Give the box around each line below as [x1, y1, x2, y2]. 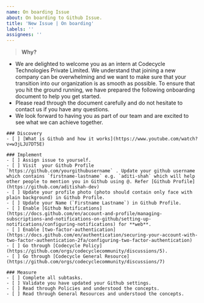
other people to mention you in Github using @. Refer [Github [6, 178, 171, 185]
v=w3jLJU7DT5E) [6, 141, 45, 147]
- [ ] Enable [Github [6, 205, 62, 211]
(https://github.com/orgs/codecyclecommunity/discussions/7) [6, 259, 166, 265]
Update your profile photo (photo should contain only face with [22, 189, 192, 195]
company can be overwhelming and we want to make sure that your [15, 73, 186, 81]
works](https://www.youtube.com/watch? [97, 136, 199, 142]
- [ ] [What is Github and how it [6, 136, 95, 142]
